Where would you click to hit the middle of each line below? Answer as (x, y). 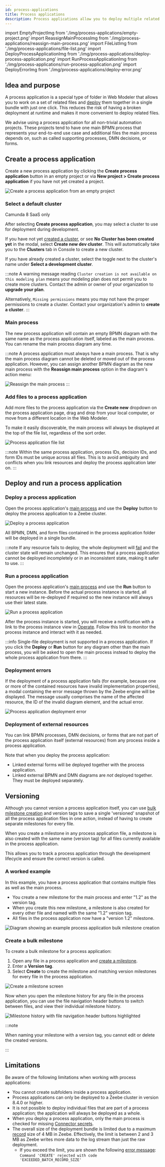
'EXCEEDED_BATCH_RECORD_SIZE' (51, 1160)
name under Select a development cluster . (49, 264)
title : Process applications (35, 14)
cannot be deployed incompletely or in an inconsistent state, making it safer (82, 558)
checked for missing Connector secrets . (53, 1124)
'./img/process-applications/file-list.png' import (53, 49)
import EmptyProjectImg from (35, 33)
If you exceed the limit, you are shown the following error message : (88, 1150)
